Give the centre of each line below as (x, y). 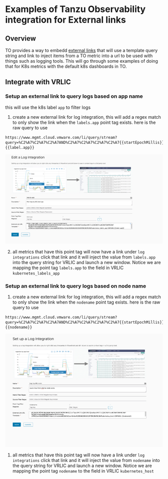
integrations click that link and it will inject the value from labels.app (84, 257)
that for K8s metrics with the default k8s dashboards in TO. (66, 66)
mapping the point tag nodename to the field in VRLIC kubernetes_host (83, 471)
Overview (21, 38)
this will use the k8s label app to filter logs (48, 107)
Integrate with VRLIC (38, 82)
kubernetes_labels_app (36, 273)
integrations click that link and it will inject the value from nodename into (86, 460)
